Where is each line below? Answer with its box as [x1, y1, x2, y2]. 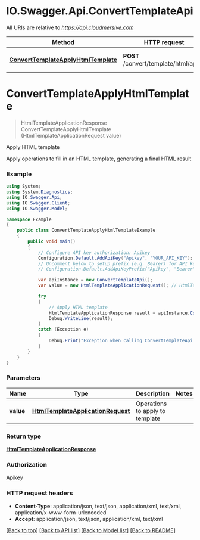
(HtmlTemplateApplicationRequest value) [20, 132, 121, 139]
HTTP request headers [6, 489, 73, 497]
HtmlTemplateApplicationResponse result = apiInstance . [48, 310, 190, 316]
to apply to [136, 406, 165, 415]
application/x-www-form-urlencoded [14, 508, 107, 516]
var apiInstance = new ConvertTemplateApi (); [37, 277, 153, 283]
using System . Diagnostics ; [6, 189, 73, 195]
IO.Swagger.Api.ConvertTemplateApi [6, 4, 193, 18]
